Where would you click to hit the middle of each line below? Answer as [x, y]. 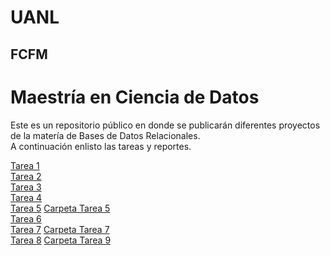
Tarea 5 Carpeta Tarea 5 [60, 208]
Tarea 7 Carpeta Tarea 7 [60, 229]
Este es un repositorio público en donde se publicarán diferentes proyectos [165, 125]
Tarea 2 [26, 176]
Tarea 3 [26, 187]
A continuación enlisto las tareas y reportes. [101, 146]
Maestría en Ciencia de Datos [135, 97]
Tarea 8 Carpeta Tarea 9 [61, 240]
